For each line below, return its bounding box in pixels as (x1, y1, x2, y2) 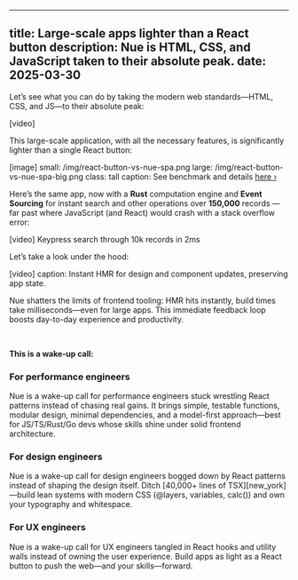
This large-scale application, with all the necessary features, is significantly (9, 135, 285, 146)
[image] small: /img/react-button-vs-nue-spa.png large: (9, 162, 214, 172)
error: (9, 217, 30, 227)
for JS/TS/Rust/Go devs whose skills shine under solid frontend (9, 419, 241, 430)
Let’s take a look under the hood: (9, 250, 129, 262)
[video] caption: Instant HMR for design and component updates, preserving (9, 268, 288, 279)
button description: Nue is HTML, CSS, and (9, 40, 251, 55)
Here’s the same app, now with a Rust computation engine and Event (9, 188, 263, 199)
